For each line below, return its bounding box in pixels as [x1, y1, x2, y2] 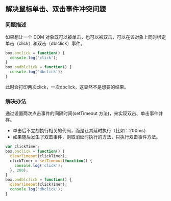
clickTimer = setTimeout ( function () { [10, 158, 93, 163]
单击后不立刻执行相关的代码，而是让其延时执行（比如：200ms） [12, 128, 149, 134]
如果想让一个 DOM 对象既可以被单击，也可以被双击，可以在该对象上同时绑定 [5, 34, 166, 40]
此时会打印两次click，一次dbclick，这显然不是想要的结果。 [5, 83, 129, 90]
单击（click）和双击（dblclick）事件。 [5, 40, 85, 46]
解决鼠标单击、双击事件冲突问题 [5, 5, 106, 14]
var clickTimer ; [5, 144, 40, 149]
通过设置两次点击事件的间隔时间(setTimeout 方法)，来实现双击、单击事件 [5, 110, 159, 117]
